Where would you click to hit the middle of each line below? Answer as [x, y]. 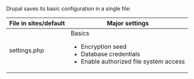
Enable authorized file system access [133, 61]
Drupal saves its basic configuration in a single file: [68, 9]
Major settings [128, 23]
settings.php [27, 50]
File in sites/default [37, 23]
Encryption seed [104, 47]
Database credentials [110, 54]
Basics [80, 33]
